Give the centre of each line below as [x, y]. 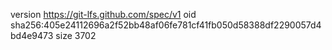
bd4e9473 [32, 35]
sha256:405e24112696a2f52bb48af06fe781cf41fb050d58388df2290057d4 [166, 25]
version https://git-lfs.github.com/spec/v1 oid [103, 14]
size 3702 [76, 35]
